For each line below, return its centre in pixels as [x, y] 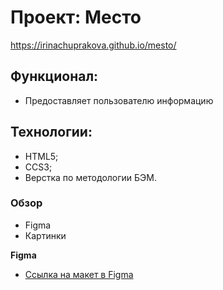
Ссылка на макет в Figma [79, 274]
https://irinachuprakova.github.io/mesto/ [93, 45]
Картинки [45, 235]
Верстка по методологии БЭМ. [90, 177]
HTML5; [41, 156]
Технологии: [51, 132]
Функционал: [54, 76]
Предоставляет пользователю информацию [119, 100]
